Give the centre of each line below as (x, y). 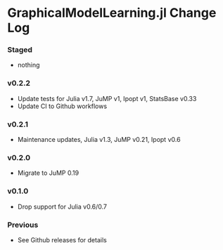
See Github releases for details (62, 239)
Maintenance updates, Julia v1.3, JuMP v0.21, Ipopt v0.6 (99, 140)
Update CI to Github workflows (62, 106)
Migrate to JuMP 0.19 (48, 173)
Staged (20, 50)
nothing (28, 65)
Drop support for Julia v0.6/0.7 (62, 206)
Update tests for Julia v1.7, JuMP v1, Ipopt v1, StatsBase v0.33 (107, 98)
